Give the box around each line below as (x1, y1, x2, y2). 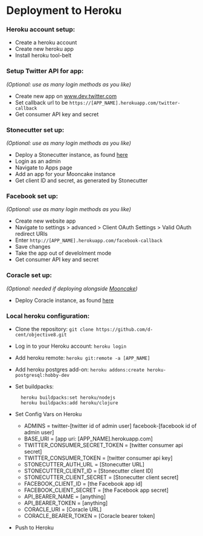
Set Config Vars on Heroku (14, 410, 82, 417)
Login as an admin (14, 158, 61, 165)
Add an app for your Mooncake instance (14, 171, 116, 178)
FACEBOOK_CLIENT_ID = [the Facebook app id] (24, 480, 143, 487)
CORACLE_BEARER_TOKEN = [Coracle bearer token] (24, 512, 155, 519)
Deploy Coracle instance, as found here (14, 296, 114, 304)
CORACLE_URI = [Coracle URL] (24, 506, 102, 513)
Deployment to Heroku (6, 4, 122, 18)
